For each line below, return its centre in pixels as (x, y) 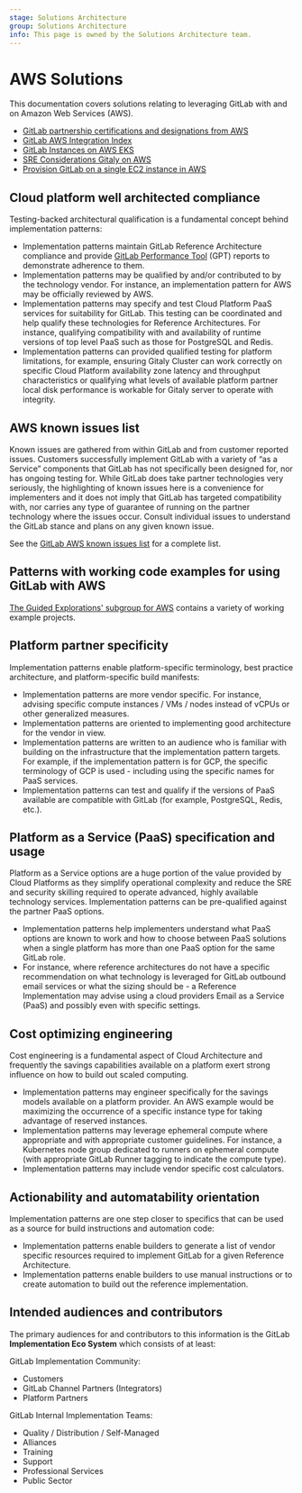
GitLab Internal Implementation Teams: (81, 1415)
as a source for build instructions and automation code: (112, 1228)
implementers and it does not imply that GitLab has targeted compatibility (146, 497)
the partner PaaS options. (57, 912)
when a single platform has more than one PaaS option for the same (148, 948)
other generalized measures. (76, 714)
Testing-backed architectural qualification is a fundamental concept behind (149, 219)
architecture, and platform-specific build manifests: (105, 677)
